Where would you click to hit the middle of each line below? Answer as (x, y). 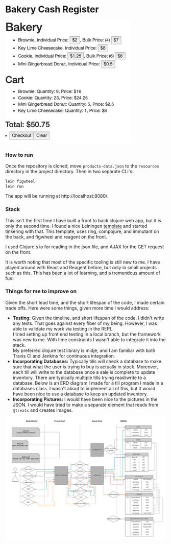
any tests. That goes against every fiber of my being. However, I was (85, 323)
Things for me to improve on (41, 291)
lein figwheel (20, 182)
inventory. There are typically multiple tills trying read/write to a (79, 377)
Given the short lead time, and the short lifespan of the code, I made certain (85, 302)
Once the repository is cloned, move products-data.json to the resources (82, 166)
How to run (19, 155)
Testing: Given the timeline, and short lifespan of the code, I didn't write (88, 318)
